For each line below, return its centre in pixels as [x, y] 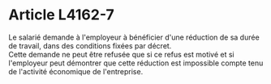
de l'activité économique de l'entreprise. [76, 71]
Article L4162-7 [62, 15]
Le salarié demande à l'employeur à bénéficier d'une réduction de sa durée [134, 37]
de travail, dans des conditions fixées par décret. [90, 45]
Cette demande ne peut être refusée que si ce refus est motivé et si [122, 54]
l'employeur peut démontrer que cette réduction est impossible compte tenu [136, 63]
